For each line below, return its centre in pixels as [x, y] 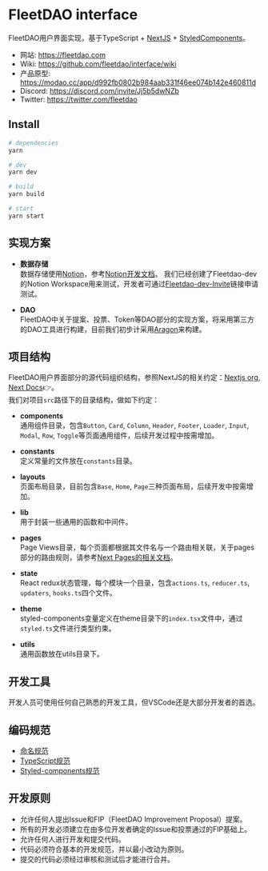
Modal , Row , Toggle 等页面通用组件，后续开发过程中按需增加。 [119, 435]
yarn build [26, 194]
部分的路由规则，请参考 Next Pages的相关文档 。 [98, 557]
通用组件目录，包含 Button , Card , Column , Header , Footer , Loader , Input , [134, 426]
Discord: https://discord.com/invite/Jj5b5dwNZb [100, 90]
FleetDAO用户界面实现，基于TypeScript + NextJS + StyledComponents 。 [129, 38]
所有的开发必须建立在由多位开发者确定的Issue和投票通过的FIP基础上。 [136, 829]
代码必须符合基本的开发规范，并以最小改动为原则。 [104, 849]
